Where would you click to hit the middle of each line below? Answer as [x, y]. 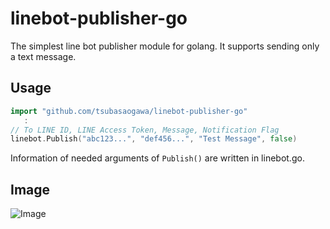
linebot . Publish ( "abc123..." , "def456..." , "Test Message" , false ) [154, 139]
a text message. [43, 56]
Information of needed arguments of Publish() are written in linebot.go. [157, 158]
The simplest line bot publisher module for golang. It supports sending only [165, 46]
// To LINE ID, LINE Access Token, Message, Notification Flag [145, 130]
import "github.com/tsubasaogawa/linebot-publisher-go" [129, 111]
